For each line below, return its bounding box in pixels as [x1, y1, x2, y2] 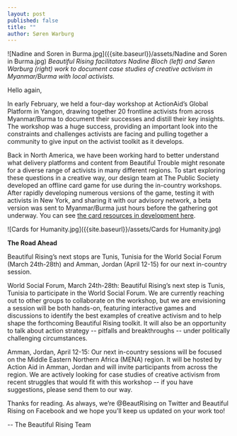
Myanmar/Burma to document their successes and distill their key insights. [7, 115, 225, 123]
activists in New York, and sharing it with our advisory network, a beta [7, 196, 212, 205]
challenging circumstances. [7, 334, 88, 342]
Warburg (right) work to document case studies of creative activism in [7, 65, 213, 73]
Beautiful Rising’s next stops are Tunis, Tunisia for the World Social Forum [7, 252, 221, 261]
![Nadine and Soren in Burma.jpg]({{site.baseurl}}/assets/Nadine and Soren [7, 50, 228, 58]
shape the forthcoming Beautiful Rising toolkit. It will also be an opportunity [7, 319, 226, 328]
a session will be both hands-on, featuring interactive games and [7, 304, 197, 313]
